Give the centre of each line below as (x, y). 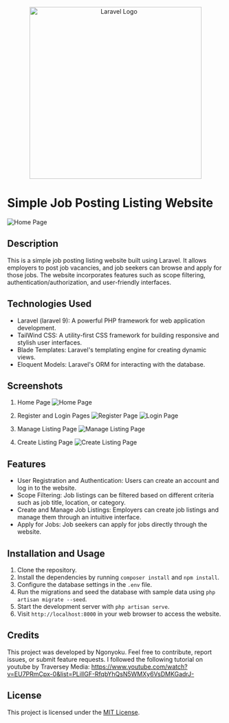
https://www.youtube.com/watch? (139, 667)
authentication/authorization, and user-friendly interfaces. (89, 282)
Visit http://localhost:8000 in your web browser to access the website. (119, 614)
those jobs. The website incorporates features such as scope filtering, (107, 274)
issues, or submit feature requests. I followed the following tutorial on (105, 659)
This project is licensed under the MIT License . (74, 712)
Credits (23, 635)
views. (26, 357)
